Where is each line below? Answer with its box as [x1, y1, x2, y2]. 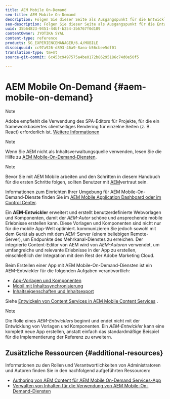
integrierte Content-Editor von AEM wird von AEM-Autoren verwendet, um [5, 242, 160, 248]
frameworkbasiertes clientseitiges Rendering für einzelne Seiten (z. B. [5, 124, 151, 130]
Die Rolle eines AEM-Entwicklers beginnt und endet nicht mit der [5, 318, 140, 324]
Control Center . [5, 200, 37, 206]
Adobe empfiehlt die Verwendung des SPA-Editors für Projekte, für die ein [5, 118, 160, 124]
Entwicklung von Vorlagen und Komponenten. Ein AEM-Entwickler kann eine [5, 323, 164, 330]
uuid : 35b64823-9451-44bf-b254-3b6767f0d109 [5, 26, 101, 31]
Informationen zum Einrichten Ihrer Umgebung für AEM [5, 189, 120, 195]
